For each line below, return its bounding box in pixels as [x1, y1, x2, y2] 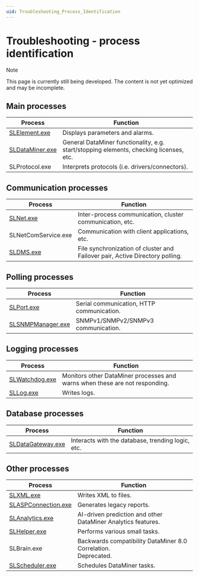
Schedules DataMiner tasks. [77, 562, 156, 570]
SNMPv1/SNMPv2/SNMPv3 [76, 317, 154, 324]
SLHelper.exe [9, 527, 47, 536]
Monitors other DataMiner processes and [62, 371, 176, 379]
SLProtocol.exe [9, 163, 52, 171]
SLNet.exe [9, 214, 38, 223]
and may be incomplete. [6, 84, 65, 91]
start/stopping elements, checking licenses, [62, 146, 184, 154]
